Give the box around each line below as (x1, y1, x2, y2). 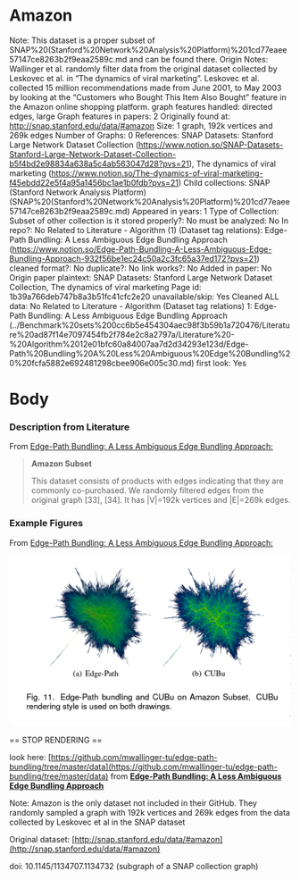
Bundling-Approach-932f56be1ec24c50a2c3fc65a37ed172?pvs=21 (9, 253, 257, 264)
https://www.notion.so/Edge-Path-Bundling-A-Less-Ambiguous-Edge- (12, 243, 272, 255)
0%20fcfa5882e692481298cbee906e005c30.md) (9, 357, 195, 368)
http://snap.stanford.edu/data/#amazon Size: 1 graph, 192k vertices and (9, 120, 273, 130)
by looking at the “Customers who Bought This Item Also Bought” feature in (9, 91, 287, 103)
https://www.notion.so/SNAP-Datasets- (137, 139, 284, 150)
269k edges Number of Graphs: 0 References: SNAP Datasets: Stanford (9, 130, 274, 140)
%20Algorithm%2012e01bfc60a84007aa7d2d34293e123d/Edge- (9, 339, 249, 349)
